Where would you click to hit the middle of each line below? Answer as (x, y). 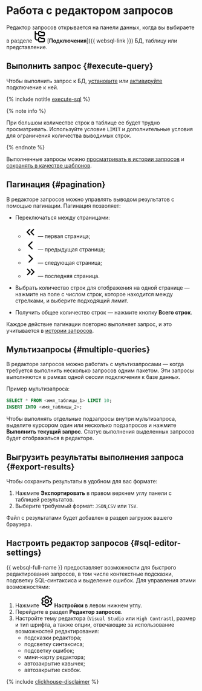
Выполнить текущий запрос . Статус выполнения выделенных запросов (100, 432)
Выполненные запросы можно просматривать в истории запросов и (95, 159)
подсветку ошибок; (49, 650)
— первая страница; (64, 236)
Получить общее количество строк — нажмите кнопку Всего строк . (103, 312)
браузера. (19, 524)
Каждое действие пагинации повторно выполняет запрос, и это (89, 324)
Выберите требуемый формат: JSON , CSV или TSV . (76, 506)
